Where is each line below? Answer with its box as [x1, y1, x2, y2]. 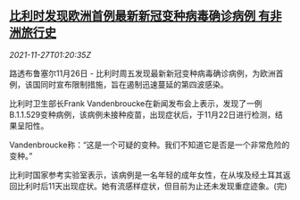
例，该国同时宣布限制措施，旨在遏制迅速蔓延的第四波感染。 [9, 79, 229, 89]
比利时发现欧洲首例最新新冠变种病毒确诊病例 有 [9, 8, 271, 24]
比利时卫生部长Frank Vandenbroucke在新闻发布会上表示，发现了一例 [9, 97, 262, 109]
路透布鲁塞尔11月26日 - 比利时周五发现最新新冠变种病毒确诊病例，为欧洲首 [9, 68, 284, 79]
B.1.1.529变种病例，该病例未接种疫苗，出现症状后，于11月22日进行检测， [9, 109, 276, 120]
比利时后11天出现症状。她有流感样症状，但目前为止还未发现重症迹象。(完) [16, 180, 287, 191]
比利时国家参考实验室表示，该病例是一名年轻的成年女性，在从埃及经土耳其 [9, 169, 283, 180]
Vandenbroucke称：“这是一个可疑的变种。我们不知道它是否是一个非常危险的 [9, 139, 290, 150]
